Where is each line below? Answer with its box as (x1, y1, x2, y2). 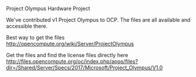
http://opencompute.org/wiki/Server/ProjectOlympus (6, 41, 134, 47)
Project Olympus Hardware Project (6, 5, 90, 12)
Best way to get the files (6, 34, 65, 41)
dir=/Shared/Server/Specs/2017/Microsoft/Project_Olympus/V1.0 (6, 64, 163, 71)
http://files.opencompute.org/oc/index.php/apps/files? (6, 58, 138, 65)
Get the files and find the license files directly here (6, 52, 128, 58)
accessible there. (6, 23, 48, 29)
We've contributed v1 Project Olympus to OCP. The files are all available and (6, 16, 191, 23)
